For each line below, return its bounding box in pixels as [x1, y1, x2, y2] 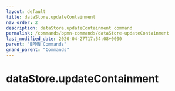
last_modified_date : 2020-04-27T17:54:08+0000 [6, 36, 122, 42]
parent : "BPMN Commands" [6, 42, 67, 48]
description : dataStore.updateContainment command [6, 25, 133, 31]
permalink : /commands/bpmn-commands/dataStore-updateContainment [6, 31, 169, 36]
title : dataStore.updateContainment [6, 14, 96, 20]
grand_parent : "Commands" [6, 47, 69, 53]
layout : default [6, 8, 46, 15]
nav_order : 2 [6, 19, 38, 25]
